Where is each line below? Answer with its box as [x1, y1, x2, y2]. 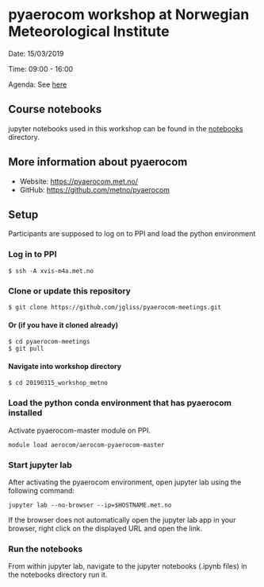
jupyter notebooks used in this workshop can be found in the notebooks [8, 123, 243, 133]
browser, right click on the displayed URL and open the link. [8, 523, 203, 533]
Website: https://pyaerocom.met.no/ [19, 177, 139, 186]
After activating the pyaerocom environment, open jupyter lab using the [8, 477, 242, 487]
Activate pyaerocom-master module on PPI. [8, 426, 151, 435]
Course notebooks [8, 103, 102, 116]
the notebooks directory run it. [8, 570, 108, 580]
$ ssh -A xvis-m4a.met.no [8, 266, 94, 275]
